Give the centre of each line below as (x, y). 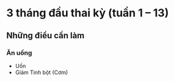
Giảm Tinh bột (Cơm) (42, 72)
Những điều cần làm (45, 36)
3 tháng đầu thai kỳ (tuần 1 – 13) (88, 13)
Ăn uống (19, 53)
